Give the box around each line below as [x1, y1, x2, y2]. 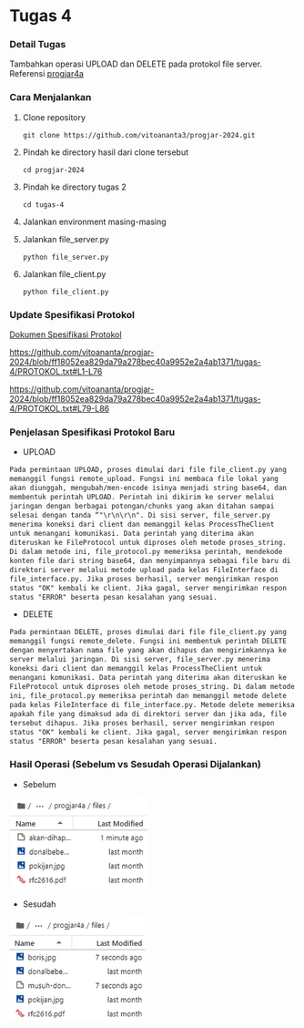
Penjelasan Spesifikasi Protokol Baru [9, 426, 176, 438]
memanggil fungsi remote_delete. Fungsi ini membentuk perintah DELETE [9, 637, 287, 646]
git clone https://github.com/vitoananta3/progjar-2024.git [22, 130, 256, 139]
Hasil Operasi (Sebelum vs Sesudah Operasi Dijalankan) [9, 758, 262, 771]
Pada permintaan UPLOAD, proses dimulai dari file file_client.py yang [9, 466, 287, 475]
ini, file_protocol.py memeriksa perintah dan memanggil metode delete [9, 692, 287, 701]
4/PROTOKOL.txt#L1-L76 [9, 366, 103, 377]
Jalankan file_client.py [22, 268, 106, 279]
